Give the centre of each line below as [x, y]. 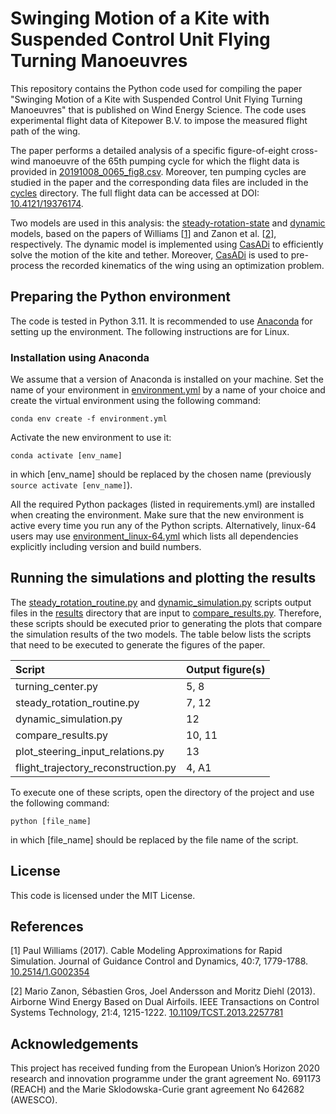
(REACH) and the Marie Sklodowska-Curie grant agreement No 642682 [157, 1089]
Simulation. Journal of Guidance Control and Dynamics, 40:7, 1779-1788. [159, 961]
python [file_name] [51, 821]
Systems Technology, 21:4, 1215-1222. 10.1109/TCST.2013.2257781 [147, 1013]
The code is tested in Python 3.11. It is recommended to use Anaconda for [161, 321]
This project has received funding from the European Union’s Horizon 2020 [165, 1068]
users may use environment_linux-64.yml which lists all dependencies [154, 536]
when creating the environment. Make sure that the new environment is [157, 515]
